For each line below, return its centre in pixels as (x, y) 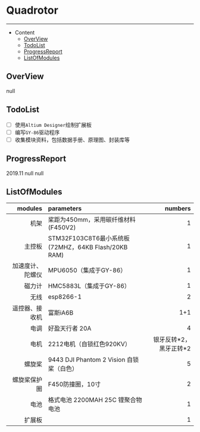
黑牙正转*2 (175, 349)
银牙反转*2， (172, 340)
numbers (178, 209)
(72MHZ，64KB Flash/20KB (88, 247)
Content (25, 32)
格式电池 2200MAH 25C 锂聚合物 (95, 400)
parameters (65, 209)
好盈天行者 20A (70, 328)
